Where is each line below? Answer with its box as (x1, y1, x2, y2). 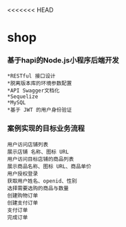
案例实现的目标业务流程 (7, 123, 85, 133)
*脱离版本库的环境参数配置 (7, 80, 72, 87)
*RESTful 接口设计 (7, 73, 56, 80)
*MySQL (7, 99, 26, 106)
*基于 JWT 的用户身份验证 (7, 106, 72, 114)
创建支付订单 (7, 199, 39, 206)
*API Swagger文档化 (7, 87, 60, 95)
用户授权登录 (7, 170, 39, 177)
